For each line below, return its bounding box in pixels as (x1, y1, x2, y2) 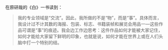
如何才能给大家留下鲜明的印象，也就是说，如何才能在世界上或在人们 (17, 34, 159, 39)
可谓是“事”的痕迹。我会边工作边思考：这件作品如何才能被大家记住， (22, 27, 163, 33)
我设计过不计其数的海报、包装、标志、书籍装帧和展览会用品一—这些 (17, 21, 159, 27)
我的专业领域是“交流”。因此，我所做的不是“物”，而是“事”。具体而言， (17, 15, 162, 21)
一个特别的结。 (31, 40, 62, 46)
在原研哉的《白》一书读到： (5, 4, 63, 10)
